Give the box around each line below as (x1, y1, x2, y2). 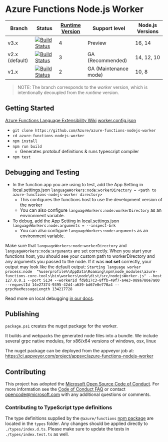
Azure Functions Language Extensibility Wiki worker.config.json (5, 117, 136, 123)
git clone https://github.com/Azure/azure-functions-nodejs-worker (12, 128, 156, 133)
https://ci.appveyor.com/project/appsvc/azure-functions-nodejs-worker (5, 353, 153, 359)
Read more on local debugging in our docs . (5, 295, 94, 301)
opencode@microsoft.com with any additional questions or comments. (5, 391, 151, 397)
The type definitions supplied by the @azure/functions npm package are (5, 415, 154, 421)
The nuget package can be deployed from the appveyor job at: (5, 348, 134, 354)
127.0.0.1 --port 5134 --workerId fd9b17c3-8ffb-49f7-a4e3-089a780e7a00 (5, 278, 160, 283)
